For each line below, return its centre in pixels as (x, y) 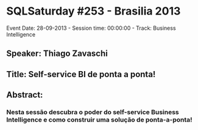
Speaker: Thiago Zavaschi (57, 54)
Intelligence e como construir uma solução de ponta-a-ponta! (100, 120)
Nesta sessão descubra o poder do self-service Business (93, 112)
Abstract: (25, 95)
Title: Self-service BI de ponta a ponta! (81, 74)
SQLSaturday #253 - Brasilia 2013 (94, 11)
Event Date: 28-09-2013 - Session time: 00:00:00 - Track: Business (91, 28)
